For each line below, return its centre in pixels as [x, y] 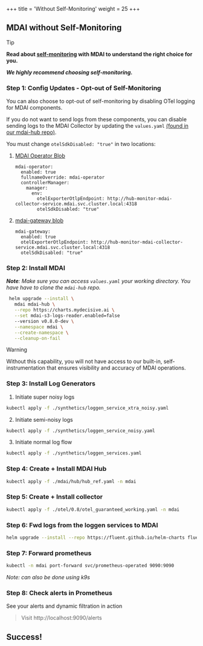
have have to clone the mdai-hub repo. [53, 288]
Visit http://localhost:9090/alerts [61, 618]
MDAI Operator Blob [40, 156]
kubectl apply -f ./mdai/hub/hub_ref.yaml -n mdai [71, 481]
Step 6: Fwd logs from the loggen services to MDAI [82, 525]
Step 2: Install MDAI [36, 268]
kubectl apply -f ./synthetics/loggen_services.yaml [74, 453]
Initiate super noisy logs [45, 397]
